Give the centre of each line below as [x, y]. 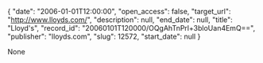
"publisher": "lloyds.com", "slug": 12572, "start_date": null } [104, 36]
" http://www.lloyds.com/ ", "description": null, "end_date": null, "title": [120, 20]
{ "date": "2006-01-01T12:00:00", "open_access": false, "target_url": [119, 11]
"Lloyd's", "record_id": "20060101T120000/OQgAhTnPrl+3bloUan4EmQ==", [131, 28]
